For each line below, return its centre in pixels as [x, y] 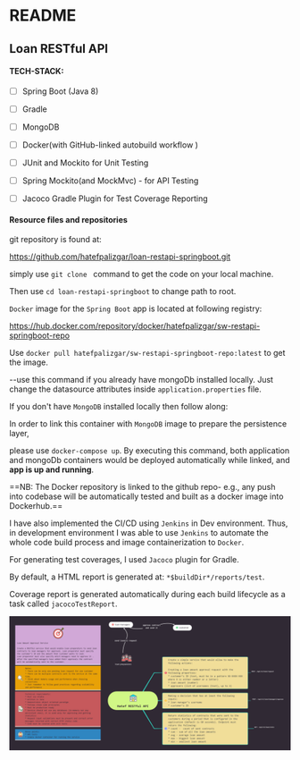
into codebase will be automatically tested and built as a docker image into [146, 496]
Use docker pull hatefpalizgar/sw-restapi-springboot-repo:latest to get [147, 353]
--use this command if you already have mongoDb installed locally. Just [142, 380]
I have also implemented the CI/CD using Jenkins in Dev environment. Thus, [149, 523]
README [43, 16]
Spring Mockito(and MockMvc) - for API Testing [110, 181]
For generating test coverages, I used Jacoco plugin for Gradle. [124, 560]
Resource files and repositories [68, 219]
